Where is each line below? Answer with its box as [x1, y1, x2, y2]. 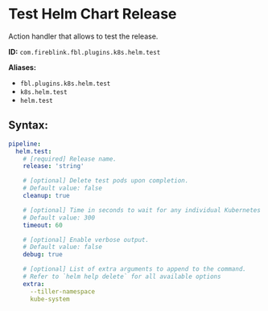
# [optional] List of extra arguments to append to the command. [23, 265, 247, 273]
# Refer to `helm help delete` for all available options [23, 272, 221, 280]
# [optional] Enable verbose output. [23, 235, 150, 243]
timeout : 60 [23, 221, 63, 229]
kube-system [29, 295, 70, 303]
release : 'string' [23, 162, 85, 170]
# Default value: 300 [23, 214, 95, 222]
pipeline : [8, 140, 42, 148]
